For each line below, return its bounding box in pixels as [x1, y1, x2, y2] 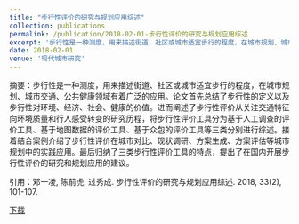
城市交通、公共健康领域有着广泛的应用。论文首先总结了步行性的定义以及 [24, 91, 290, 101]
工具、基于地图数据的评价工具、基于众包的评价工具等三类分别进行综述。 [16, 124, 282, 134]
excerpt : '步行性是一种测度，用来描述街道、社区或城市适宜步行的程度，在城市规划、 [9, 37, 281, 47]
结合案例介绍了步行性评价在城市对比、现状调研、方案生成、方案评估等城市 [16, 135, 290, 146]
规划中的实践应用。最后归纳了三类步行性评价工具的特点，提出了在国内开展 [9, 147, 282, 156]
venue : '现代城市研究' [9, 54, 85, 63]
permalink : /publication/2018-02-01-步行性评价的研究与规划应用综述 [9, 29, 248, 38]
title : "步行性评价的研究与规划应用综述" [9, 12, 145, 22]
